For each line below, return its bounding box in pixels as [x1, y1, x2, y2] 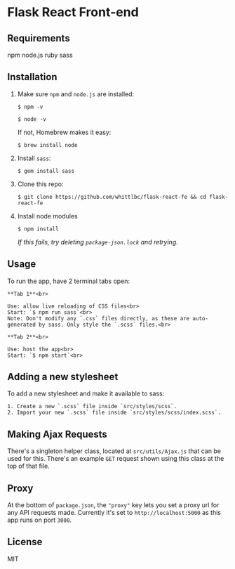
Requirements [7, 32, 70, 44]
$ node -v [17, 115, 47, 123]
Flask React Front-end [7, 4, 139, 20]
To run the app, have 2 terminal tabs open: [7, 277, 130, 285]
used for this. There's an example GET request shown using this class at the [7, 454, 224, 463]
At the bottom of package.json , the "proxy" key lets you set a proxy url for [7, 501, 220, 509]
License [7, 536, 43, 548]
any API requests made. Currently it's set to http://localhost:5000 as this [7, 509, 221, 517]
